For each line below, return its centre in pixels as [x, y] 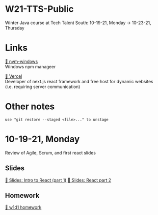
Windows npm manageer [30, 66]
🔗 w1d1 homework [23, 207]
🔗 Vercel [13, 76]
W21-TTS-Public [39, 9]
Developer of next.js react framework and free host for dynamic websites [79, 81]
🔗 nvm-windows [22, 61]
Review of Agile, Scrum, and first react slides [51, 153]
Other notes [30, 107]
